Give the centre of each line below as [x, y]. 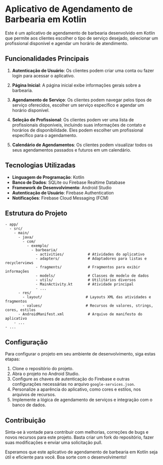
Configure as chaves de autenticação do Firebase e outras [71, 379]
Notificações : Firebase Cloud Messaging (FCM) [60, 198]
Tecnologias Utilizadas [40, 166]
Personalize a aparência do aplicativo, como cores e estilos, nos [76, 389]
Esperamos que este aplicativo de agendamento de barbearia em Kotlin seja [81, 452]
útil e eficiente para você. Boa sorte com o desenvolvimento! [66, 457]
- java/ [26, 237]
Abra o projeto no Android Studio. [46, 374]
